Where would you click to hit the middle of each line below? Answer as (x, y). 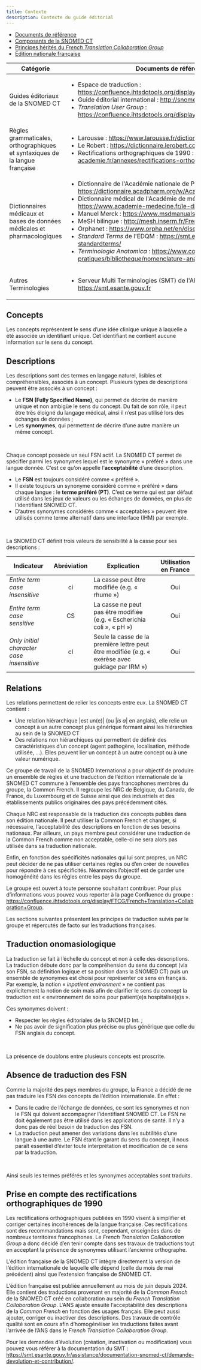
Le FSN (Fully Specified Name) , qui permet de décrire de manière (96, 400)
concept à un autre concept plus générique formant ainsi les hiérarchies (104, 727)
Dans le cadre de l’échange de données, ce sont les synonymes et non (102, 1107)
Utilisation (175, 562)
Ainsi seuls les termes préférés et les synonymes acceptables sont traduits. (99, 1175)
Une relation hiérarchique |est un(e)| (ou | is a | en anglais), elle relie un (101, 720)
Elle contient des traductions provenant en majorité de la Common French (97, 1292)
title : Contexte (26, 12)
